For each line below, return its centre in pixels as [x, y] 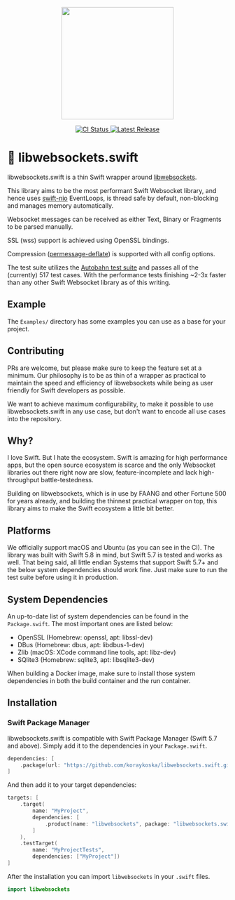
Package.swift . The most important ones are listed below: [90, 624]
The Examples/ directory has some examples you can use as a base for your [116, 321]
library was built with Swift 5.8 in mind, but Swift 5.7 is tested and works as [115, 555]
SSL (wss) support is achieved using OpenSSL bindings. [88, 240]
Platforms [29, 530]
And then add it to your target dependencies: [72, 785]
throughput [23, 480]
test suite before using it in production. [63, 577]
